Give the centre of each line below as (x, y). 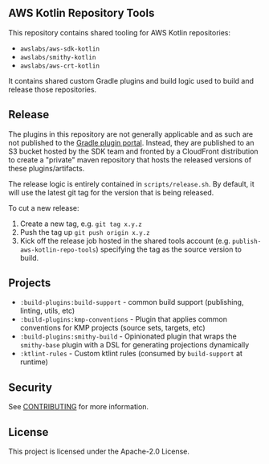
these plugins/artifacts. (47, 168)
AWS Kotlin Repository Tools (82, 13)
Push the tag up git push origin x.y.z (85, 232)
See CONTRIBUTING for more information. (79, 407)
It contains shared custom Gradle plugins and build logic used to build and (131, 80)
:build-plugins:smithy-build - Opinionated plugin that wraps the (128, 336)
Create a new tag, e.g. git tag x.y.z (81, 224)
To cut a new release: (44, 207)
